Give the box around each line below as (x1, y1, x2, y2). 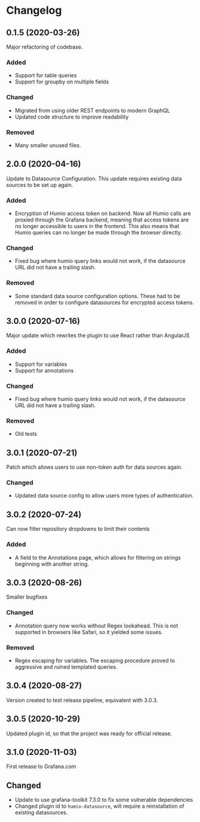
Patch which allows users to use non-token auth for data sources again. (6, 463, 183, 471)
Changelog (6, 4, 62, 17)
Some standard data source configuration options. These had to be (14, 292, 180, 299)
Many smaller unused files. (14, 141, 82, 148)
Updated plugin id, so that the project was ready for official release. (6, 730, 173, 737)
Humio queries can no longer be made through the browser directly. (14, 229, 182, 236)
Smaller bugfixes (6, 593, 48, 600)
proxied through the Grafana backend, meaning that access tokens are (14, 216, 189, 223)
